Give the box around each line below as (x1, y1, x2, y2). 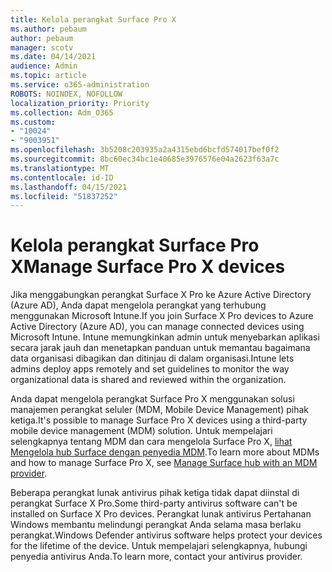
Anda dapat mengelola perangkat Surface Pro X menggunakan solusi (10, 393, 295, 405)
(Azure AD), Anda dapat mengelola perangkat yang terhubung (10, 299, 267, 311)
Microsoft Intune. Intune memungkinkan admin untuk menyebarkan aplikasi (10, 331, 320, 343)
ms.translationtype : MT (10, 163, 110, 173)
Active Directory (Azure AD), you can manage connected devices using (10, 321, 305, 333)
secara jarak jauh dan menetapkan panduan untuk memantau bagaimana (10, 342, 311, 354)
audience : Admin (10, 61, 78, 71)
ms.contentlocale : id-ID (10, 172, 114, 183)
